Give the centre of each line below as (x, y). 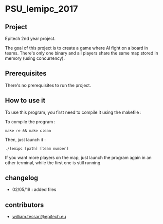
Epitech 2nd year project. (30, 38)
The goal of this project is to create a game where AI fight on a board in (77, 48)
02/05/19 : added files (34, 190)
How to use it (25, 101)
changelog (22, 178)
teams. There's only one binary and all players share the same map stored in (81, 53)
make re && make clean (28, 130)
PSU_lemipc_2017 (42, 9)
